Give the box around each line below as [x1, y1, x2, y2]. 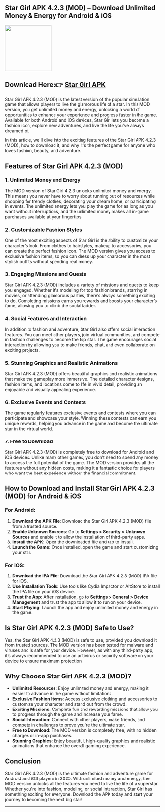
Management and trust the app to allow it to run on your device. [12, 599, 142, 605]
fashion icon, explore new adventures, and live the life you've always [5, 122, 144, 128]
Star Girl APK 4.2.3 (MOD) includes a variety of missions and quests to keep [5, 282, 159, 288]
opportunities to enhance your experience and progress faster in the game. [5, 112, 157, 118]
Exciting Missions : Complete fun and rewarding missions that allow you [12, 706, 158, 712]
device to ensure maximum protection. [5, 658, 83, 664]
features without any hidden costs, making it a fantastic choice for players [5, 465, 155, 471]
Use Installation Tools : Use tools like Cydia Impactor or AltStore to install [12, 583, 160, 589]
